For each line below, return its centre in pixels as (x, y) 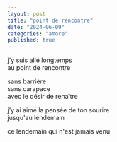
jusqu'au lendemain (36, 118)
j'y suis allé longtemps (40, 60)
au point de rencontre (39, 68)
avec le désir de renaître (43, 97)
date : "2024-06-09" (36, 27)
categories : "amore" (38, 34)
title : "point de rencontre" (50, 20)
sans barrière (27, 81)
